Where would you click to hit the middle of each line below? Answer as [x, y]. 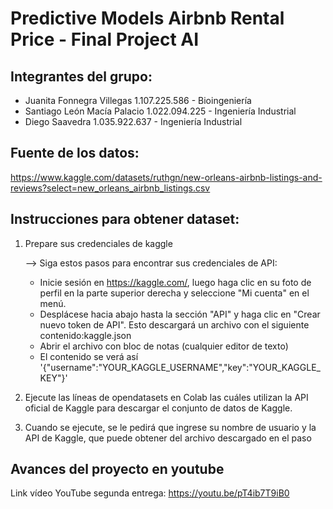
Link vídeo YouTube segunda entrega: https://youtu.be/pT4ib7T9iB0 [150, 493]
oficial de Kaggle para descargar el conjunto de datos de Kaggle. [158, 408]
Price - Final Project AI [105, 39]
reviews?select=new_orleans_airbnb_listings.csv [110, 188]
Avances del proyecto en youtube [117, 469]
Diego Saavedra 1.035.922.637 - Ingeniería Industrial [133, 121]
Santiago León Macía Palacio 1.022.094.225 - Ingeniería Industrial [160, 111]
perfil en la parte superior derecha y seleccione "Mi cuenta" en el [174, 293]
